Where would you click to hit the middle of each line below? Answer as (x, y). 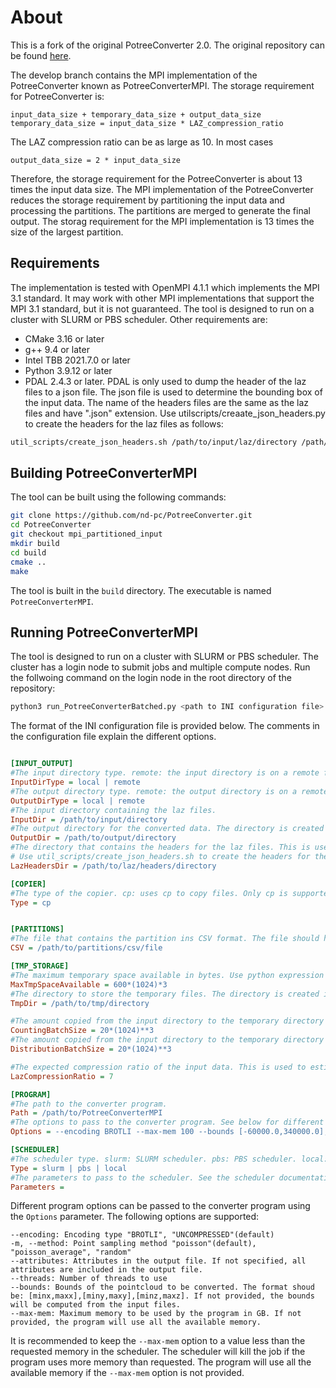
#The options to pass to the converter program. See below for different (167, 1122)
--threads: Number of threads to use (89, 1279)
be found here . (41, 55)
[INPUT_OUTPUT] (42, 764)
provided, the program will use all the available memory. (136, 1322)
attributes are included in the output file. (106, 1270)
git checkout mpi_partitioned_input (86, 534)
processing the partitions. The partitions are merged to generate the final (160, 210)
